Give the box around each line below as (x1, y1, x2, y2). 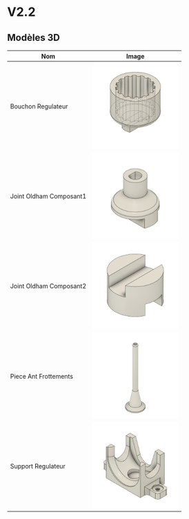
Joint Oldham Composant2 (10, 282, 87, 290)
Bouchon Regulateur (10, 102, 68, 111)
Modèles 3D (7, 32, 60, 44)
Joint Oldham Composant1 (10, 192, 87, 200)
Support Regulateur (10, 462, 66, 470)
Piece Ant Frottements (10, 372, 74, 380)
